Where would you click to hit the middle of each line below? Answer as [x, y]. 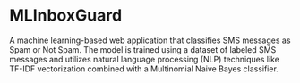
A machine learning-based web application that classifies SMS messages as [150, 40]
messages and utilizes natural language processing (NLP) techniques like [145, 59]
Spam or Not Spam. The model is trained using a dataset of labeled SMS [143, 49]
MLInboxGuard [66, 16]
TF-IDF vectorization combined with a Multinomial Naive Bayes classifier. [144, 69]
